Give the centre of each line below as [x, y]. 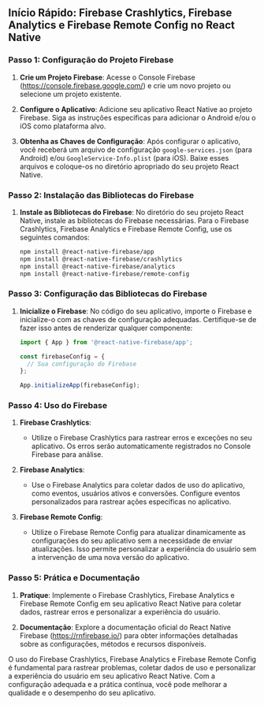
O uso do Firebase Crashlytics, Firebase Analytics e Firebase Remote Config [132, 659]
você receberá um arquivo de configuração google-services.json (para [136, 150]
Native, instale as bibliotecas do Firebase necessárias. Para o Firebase [134, 221]
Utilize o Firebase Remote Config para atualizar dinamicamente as [138, 532]
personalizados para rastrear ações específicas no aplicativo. [131, 502]
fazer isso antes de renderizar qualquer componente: [106, 328]
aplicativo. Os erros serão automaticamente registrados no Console [141, 446]
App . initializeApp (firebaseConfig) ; [80, 385]
